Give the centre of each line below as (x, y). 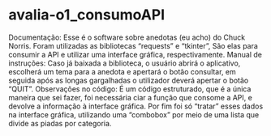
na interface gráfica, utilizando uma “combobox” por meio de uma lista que (134, 114)
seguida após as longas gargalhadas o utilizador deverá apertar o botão (129, 80)
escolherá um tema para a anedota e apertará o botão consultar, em (123, 71)
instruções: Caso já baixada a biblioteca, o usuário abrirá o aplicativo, (125, 63)
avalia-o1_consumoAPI (87, 15)
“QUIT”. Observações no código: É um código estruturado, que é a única (130, 89)
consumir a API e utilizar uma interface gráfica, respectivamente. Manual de (135, 54)
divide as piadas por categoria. (60, 123)
